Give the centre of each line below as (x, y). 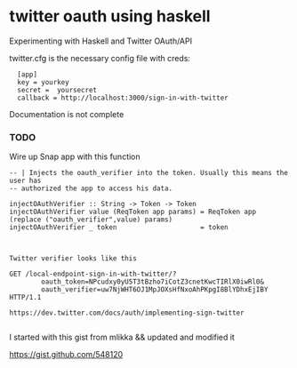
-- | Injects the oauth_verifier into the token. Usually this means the (149, 173)
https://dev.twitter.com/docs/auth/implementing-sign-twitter (127, 313)
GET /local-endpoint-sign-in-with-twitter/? (93, 274)
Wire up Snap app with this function (75, 156)
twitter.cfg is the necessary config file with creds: (100, 58)
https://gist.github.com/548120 (66, 355)
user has (25, 181)
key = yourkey (43, 82)
